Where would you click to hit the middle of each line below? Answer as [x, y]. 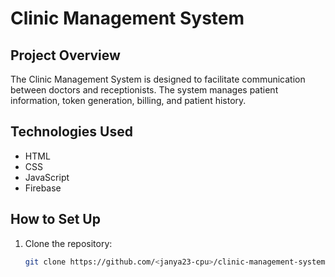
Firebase [43, 188]
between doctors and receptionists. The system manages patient [144, 90]
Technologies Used [71, 132]
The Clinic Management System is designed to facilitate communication [158, 79]
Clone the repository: [68, 243]
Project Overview [65, 55]
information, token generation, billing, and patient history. [128, 100]
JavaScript [47, 177]
